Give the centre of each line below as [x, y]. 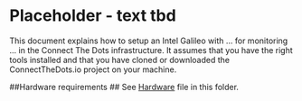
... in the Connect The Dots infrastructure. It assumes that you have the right [151, 50]
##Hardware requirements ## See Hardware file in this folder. [124, 87]
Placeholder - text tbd [93, 16]
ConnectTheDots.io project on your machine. [93, 69]
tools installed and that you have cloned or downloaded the [120, 60]
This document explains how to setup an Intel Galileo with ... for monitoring [149, 41]
